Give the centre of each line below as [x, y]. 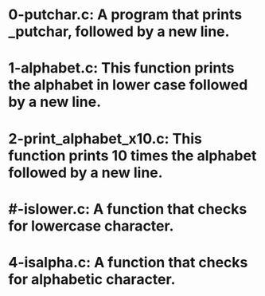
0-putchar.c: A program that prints [125, 15]
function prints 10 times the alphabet [132, 155]
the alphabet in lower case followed [128, 85]
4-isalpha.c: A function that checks [128, 262]
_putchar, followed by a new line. [119, 32]
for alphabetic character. [92, 279]
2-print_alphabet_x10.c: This [105, 138]
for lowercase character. [91, 226]
